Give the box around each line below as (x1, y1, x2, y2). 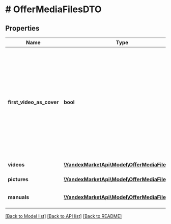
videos (8, 161, 25, 168)
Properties (5, 24, 40, 33)
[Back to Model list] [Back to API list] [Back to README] (5, 213, 122, 219)
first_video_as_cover (8, 98, 59, 106)
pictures (8, 176, 29, 183)
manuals (8, 194, 30, 201)
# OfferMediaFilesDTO (5, 4, 102, 15)
